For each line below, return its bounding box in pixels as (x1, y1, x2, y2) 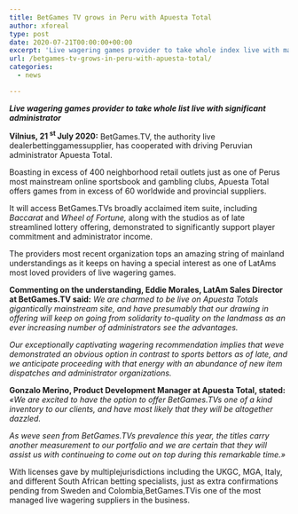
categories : (9, 63, 53, 72)
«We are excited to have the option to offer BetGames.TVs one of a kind (9, 394, 273, 405)
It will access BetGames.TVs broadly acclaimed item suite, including (9, 203, 258, 214)
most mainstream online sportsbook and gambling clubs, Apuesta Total (9, 177, 270, 187)
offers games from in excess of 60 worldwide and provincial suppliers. (9, 186, 267, 196)
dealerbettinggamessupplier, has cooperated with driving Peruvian (9, 140, 253, 151)
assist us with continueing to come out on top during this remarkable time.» (9, 449, 286, 460)
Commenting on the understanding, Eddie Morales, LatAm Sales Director (9, 285, 284, 296)
